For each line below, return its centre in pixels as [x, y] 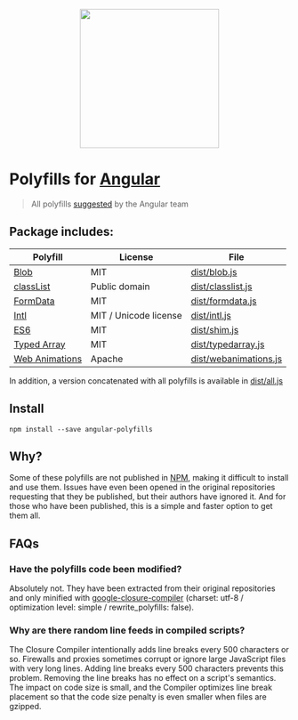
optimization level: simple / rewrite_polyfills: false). [101, 607]
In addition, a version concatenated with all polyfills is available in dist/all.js [146, 380]
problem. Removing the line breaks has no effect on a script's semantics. [143, 678]
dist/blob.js [214, 271]
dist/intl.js [211, 315]
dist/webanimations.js [237, 359]
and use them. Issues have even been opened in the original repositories [142, 487]
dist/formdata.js [224, 301]
